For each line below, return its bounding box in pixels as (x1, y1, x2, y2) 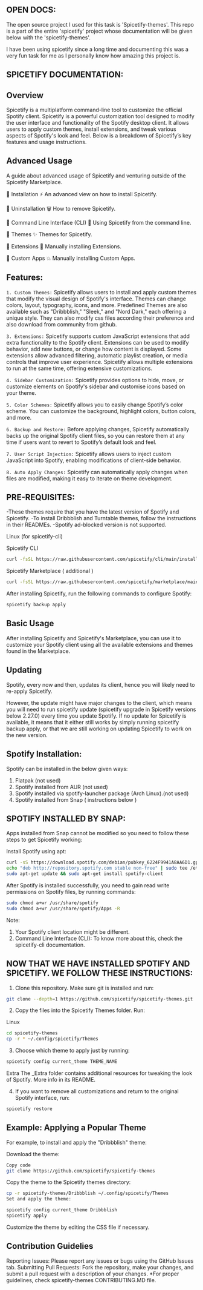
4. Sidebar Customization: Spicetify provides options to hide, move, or (6, 376, 184, 383)
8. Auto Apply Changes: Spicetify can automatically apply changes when (6, 468, 188, 475)
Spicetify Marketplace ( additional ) (6, 567, 94, 575)
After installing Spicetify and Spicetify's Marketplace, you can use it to (6, 634, 181, 641)
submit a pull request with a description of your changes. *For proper (6, 1270, 179, 1277)
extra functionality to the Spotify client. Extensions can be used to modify (6, 339, 189, 346)
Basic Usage (6, 618, 54, 629)
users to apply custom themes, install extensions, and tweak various (6, 125, 176, 133)
